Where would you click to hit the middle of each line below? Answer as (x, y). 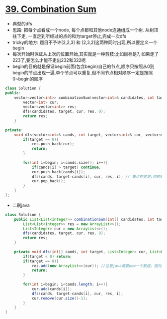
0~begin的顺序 (28, 79)
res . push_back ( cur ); (53, 144)
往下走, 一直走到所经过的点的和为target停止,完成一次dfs (69, 36)
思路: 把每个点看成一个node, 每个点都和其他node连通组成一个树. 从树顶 (85, 30)
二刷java (21, 205)
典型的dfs (22, 23)
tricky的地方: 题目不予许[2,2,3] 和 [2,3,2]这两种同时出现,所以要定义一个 (85, 42)
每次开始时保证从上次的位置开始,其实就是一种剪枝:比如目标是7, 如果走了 (85, 54)
